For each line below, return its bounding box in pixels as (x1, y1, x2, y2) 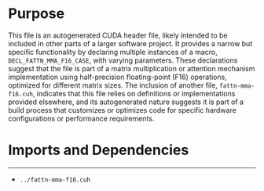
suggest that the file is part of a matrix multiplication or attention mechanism (8, 63, 255, 73)
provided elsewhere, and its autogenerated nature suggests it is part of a (8, 97, 244, 106)
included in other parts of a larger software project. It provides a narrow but (8, 38, 253, 48)
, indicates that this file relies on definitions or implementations (32, 88, 236, 98)
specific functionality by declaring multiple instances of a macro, (8, 47, 218, 56)
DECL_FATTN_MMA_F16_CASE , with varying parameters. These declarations (8, 56, 238, 65)
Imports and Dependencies (8, 142, 189, 159)
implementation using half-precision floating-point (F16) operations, (8, 72, 228, 81)
